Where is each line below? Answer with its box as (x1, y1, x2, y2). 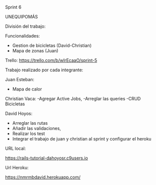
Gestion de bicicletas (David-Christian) (12, 43, 92, 48)
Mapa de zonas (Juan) (12, 48, 58, 53)
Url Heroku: (5, 165, 29, 170)
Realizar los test (12, 131, 46, 137)
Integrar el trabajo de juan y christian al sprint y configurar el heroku (12, 136, 152, 141)
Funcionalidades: (5, 33, 40, 39)
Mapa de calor (12, 86, 42, 92)
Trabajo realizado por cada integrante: (5, 67, 83, 73)
